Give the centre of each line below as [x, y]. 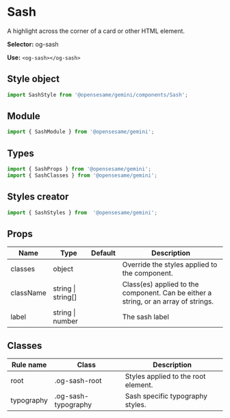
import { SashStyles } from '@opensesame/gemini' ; [82, 212]
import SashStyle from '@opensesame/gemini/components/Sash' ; [98, 95]
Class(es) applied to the [161, 284]
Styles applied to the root [165, 376]
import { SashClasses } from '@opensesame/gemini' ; [82, 175]
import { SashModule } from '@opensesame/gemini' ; [81, 132]
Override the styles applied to [170, 265]
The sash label [146, 317]
